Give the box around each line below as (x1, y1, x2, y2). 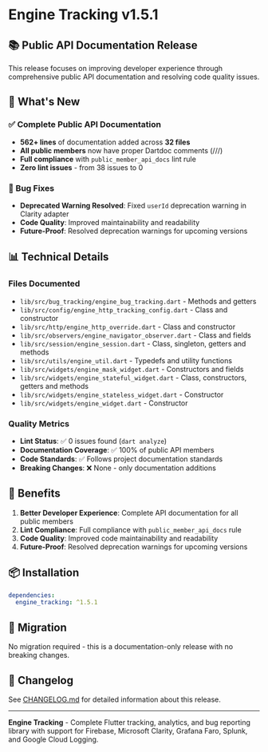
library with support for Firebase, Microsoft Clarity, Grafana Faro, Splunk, (8, 726, 248, 735)
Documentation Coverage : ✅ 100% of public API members (19, 445, 215, 454)
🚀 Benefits (8, 487, 61, 501)
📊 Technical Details (8, 250, 109, 264)
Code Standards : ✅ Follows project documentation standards (19, 453, 223, 464)
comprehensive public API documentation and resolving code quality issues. (8, 72, 260, 81)
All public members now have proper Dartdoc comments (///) (19, 145, 223, 155)
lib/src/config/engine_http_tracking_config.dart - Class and (19, 305, 228, 315)
